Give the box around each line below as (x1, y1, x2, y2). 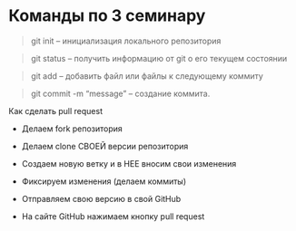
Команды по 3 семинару (8, 5, 206, 26)
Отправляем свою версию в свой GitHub (21, 193, 182, 204)
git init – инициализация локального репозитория (30, 35, 222, 46)
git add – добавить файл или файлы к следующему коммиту (30, 70, 264, 82)
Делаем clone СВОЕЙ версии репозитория (21, 140, 189, 151)
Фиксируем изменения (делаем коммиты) (21, 176, 187, 187)
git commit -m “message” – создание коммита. (30, 88, 211, 99)
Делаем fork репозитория (21, 123, 123, 134)
